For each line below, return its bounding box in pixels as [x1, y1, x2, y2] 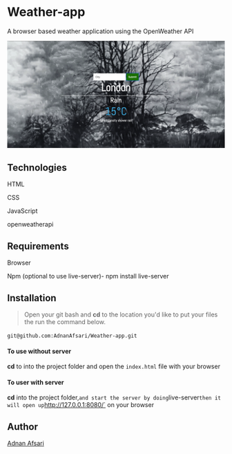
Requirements [7, 240, 69, 252]
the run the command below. [23, 317, 106, 325]
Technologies [7, 162, 68, 173]
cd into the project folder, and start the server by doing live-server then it [7, 393, 221, 401]
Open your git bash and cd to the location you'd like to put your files [23, 310, 218, 319]
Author [7, 421, 38, 433]
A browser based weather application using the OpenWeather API [7, 27, 194, 35]
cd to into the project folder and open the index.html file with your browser [7, 362, 221, 370]
